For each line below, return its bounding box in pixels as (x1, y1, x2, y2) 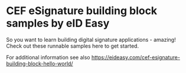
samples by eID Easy (6, 16, 110, 30)
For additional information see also (6, 54, 90, 61)
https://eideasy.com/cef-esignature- (91, 54, 180, 61)
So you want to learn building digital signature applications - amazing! (6, 36, 176, 43)
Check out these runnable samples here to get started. (6, 42, 139, 49)
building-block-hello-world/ (6, 60, 73, 67)
